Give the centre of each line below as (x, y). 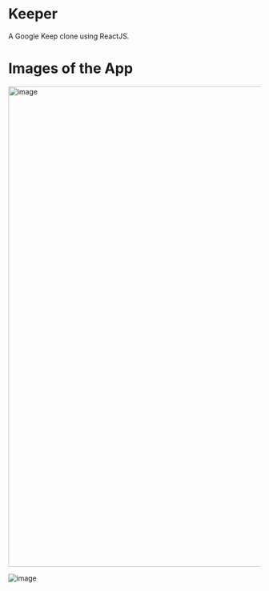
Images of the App (71, 68)
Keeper (33, 14)
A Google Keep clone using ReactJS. (69, 36)
